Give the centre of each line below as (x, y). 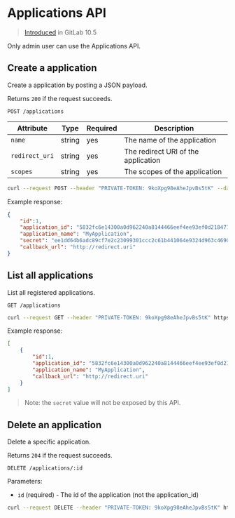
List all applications (50, 275)
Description (174, 128)
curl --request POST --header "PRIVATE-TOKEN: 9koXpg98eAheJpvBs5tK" (111, 188)
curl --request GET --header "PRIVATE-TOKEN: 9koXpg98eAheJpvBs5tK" (109, 317)
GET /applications (34, 305)
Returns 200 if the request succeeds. (60, 98)
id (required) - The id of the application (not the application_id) (108, 495)
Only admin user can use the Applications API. (74, 46)
